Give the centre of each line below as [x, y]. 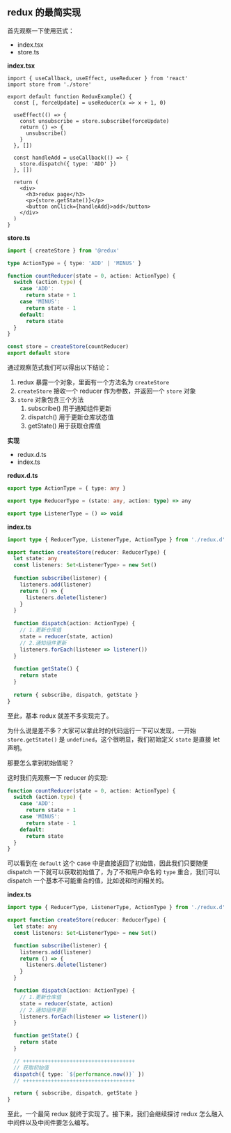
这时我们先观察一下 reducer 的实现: [58, 777]
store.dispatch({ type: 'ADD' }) [68, 164]
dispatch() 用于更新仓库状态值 [71, 417]
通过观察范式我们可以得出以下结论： [59, 368]
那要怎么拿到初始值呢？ [41, 763]
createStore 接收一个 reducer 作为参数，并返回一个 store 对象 [106, 391]
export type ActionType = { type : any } [67, 488]
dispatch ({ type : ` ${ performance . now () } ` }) [79, 1074]
